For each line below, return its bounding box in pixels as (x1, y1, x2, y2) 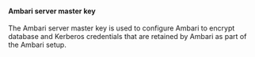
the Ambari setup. (8, 40, 67, 50)
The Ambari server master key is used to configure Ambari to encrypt (8, 23, 235, 33)
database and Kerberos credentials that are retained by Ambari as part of (8, 32, 247, 41)
